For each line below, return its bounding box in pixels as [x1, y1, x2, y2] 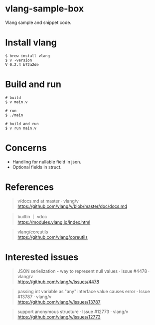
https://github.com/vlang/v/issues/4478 [17, 279, 100, 285]
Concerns [5, 143, 47, 154]
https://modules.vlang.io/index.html [17, 219, 91, 225]
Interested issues [5, 251, 79, 263]
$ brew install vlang [5, 53, 50, 58]
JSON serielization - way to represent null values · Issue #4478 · [17, 268, 150, 274]
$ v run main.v [5, 126, 37, 131]
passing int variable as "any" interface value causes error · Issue [17, 288, 151, 294]
